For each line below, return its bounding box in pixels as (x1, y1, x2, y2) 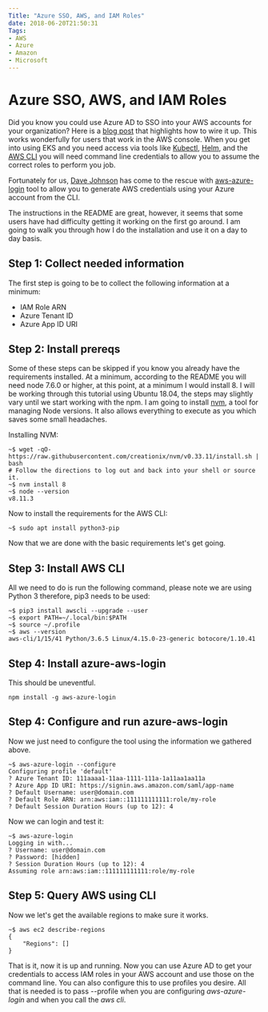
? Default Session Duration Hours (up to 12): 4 (8, 802, 174, 810)
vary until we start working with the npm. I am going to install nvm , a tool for (8, 397, 258, 407)
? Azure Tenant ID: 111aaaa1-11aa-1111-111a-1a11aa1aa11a (8, 774, 206, 782)
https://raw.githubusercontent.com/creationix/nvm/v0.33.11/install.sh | (8, 453, 260, 461)
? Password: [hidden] (8, 853, 81, 861)
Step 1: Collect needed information (8, 257, 185, 271)
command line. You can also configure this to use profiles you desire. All (8, 978, 246, 987)
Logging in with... (8, 839, 74, 847)
